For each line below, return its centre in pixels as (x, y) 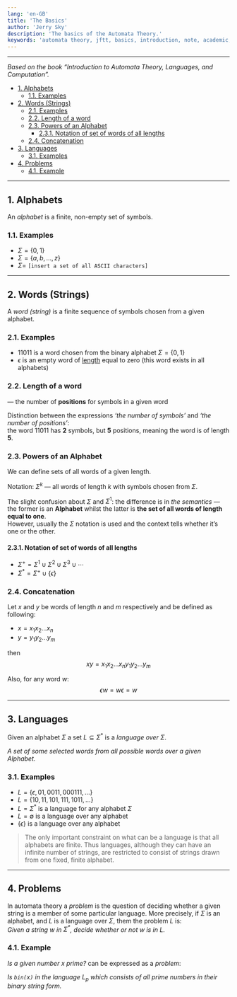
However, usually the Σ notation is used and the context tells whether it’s (113, 524)
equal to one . (27, 517)
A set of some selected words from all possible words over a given (104, 751)
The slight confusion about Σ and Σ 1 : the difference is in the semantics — (114, 501)
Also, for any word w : (38, 679)
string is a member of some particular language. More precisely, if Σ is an (114, 913)
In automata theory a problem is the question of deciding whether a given (114, 906)
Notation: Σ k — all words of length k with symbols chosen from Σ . (103, 485)
